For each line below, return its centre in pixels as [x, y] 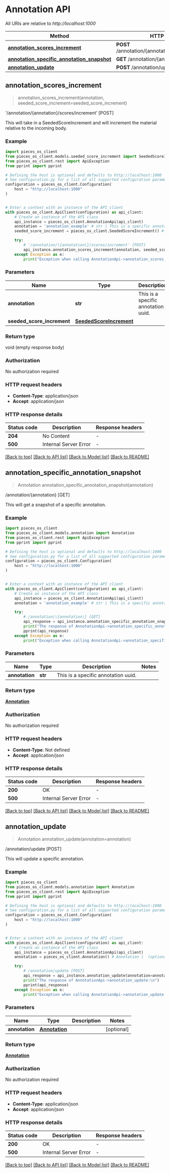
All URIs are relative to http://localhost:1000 [51, 23]
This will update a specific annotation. [45, 858]
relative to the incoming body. [36, 128]
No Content [56, 436]
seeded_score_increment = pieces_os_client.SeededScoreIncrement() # [89, 231]
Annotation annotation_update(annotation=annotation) [74, 839]
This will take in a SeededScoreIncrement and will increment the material [81, 122]
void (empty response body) [35, 347]
